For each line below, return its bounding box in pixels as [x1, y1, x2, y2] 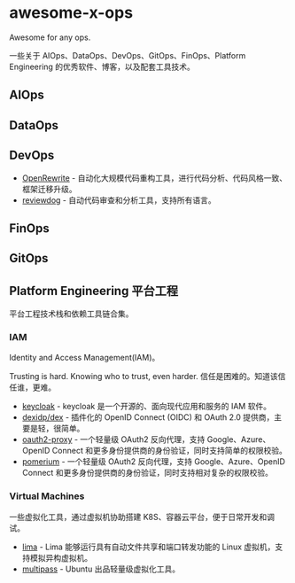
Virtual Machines [9, 490, 85, 502]
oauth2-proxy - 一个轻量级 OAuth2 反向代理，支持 [21, 434, 206, 445]
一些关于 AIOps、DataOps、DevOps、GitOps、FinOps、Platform [9, 50, 246, 60]
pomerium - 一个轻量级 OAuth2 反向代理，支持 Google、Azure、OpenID [21, 456, 286, 467]
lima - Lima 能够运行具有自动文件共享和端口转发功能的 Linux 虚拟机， [21, 541, 276, 552]
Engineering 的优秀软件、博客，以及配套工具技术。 [9, 61, 195, 72]
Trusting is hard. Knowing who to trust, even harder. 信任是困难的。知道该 [9, 371, 278, 382]
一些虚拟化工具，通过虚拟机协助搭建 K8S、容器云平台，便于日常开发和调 [9, 511, 275, 522]
